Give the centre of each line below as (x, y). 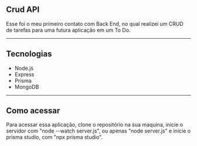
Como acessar (33, 111)
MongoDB (27, 87)
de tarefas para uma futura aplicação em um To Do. (68, 30)
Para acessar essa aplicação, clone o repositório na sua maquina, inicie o (95, 125)
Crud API (23, 10)
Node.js (24, 68)
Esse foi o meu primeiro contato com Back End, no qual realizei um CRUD (95, 23)
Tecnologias (29, 54)
